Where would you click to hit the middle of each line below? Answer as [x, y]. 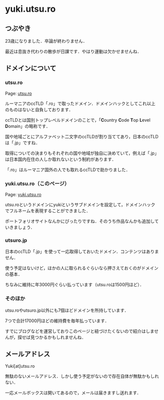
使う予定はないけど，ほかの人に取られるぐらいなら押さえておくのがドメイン [82, 268]
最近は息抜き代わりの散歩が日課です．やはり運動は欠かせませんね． [73, 51]
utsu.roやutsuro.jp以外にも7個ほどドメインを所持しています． [67, 310]
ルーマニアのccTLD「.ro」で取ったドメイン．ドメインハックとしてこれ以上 [80, 103]
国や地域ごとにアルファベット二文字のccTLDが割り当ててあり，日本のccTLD [82, 136]
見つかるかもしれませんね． [58, 337]
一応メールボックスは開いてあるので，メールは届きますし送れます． [73, 393]
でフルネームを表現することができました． [48, 211]
